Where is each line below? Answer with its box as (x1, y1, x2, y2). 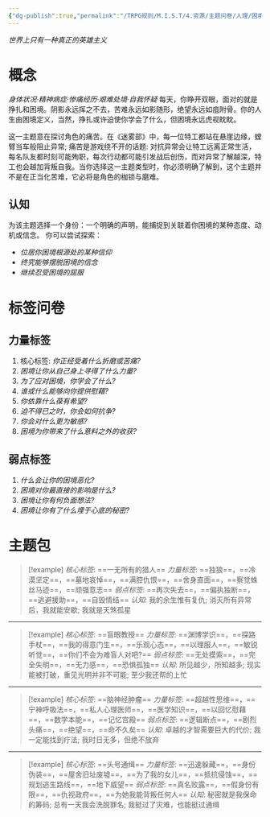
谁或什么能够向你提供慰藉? (19, 386, 108, 396)
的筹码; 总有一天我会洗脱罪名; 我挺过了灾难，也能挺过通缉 (27, 800, 220, 810)
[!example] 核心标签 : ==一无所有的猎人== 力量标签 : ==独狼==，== (27, 565, 249, 575)
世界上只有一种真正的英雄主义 (8, 35, 107, 44)
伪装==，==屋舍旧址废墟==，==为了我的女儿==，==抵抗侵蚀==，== (27, 770, 258, 779)
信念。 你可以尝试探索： (22, 230, 102, 240)
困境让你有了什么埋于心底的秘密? (19, 505, 130, 515)
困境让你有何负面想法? (19, 496, 95, 505)
